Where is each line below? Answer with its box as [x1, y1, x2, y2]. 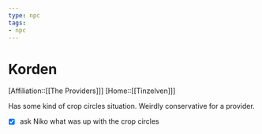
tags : [8, 19, 26, 27]
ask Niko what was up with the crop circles [19, 117, 159, 126]
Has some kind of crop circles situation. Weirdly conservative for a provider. [8, 102, 255, 111]
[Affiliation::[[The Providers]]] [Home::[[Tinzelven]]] [8, 86, 176, 95]
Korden [8, 60, 58, 78]
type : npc [8, 11, 41, 20]
